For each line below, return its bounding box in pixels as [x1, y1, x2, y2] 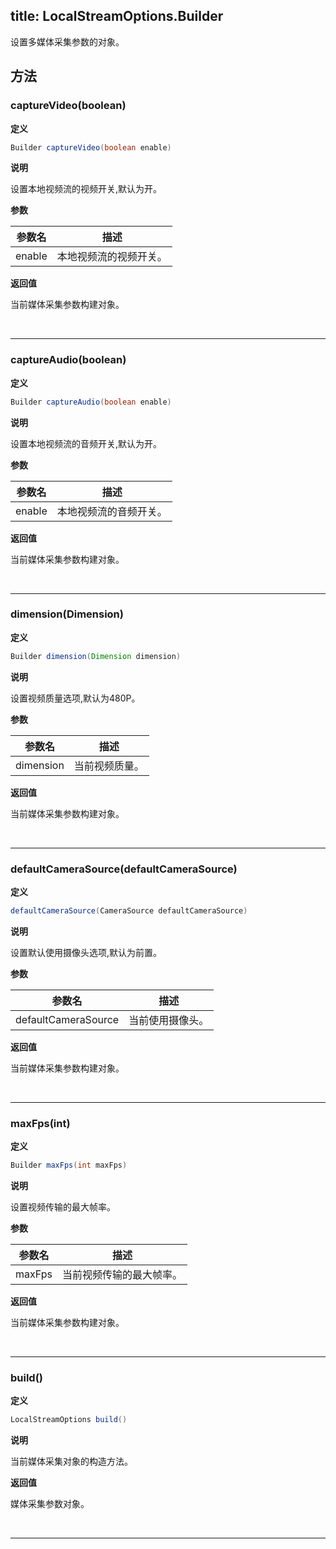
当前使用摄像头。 [128, 1013, 210, 1027]
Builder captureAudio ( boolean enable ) [10, 397, 172, 407]
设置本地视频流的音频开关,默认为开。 [10, 437, 163, 449]
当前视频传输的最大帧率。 [61, 1268, 183, 1282]
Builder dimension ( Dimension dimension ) [10, 651, 182, 661]
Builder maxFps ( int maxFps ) [10, 1160, 128, 1171]
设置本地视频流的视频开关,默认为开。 [10, 183, 163, 195]
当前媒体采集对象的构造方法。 [10, 1455, 133, 1468]
